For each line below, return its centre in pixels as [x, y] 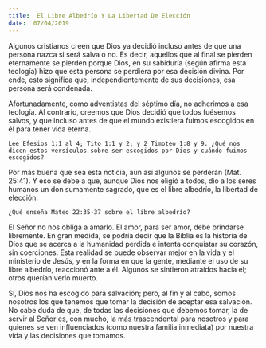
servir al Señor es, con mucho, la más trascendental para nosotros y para [129, 319]
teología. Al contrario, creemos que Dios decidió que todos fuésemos [122, 111]
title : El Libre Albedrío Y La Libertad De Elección [100, 16]
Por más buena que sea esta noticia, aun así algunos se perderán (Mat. [125, 172]
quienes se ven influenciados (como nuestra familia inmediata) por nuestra [131, 326]
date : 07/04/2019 [39, 23]
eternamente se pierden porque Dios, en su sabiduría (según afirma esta [127, 63]
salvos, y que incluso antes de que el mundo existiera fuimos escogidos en [131, 120]
